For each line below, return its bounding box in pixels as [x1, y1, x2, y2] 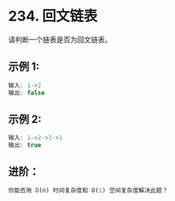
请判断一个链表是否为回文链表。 [8, 35, 112, 44]
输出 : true [8, 141, 42, 150]
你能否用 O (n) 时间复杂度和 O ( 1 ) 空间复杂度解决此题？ [8, 186, 168, 194]
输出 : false [8, 88, 45, 97]
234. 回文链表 [8, 7, 98, 25]
